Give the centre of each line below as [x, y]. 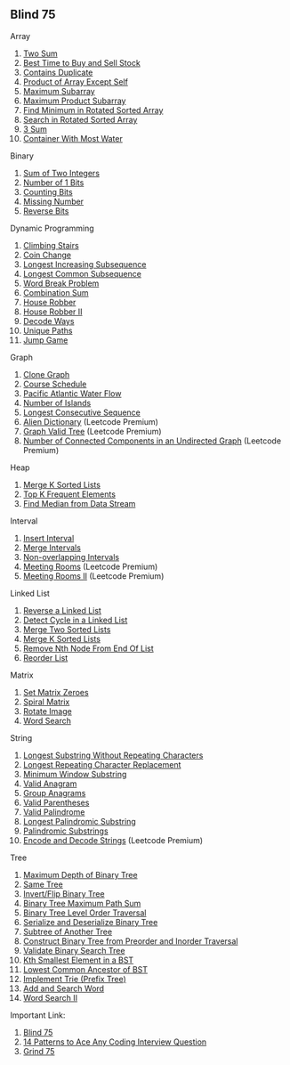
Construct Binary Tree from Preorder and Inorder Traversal [130, 941]
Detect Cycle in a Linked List [75, 620]
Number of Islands [57, 402]
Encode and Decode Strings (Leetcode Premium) [113, 840]
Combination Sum [56, 292]
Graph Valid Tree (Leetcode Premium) [93, 431]
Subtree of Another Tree [68, 931]
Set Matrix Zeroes [56, 692]
